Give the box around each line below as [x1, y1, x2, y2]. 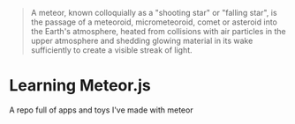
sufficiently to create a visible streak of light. [30, 45, 193, 55]
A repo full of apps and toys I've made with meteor [9, 105, 193, 115]
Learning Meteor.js [9, 76, 152, 96]
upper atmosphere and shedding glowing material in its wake [30, 35, 253, 46]
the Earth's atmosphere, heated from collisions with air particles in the [30, 26, 286, 36]
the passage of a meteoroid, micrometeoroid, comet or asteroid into [30, 17, 278, 27]
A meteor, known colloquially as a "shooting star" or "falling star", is [30, 8, 277, 18]
